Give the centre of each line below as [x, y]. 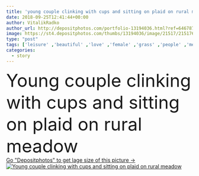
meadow [42, 146]
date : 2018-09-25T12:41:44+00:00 [47, 17]
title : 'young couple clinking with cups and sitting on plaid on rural [98, 12]
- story [21, 56]
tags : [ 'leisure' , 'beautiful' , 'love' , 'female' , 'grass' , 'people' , [97, 45]
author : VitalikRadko [33, 23]
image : [14, 34]
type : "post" [22, 39]
